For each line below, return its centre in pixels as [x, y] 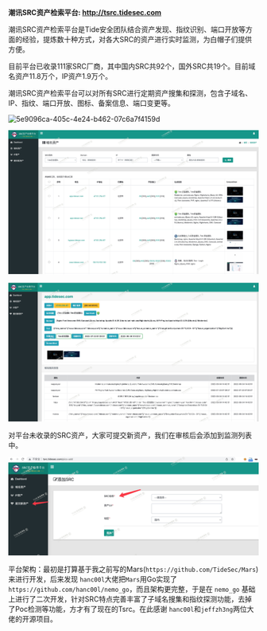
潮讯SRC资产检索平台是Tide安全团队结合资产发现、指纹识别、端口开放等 [127, 29]
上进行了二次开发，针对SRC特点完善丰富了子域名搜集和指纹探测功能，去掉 [130, 599]
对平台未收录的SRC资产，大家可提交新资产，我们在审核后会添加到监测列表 [130, 435]
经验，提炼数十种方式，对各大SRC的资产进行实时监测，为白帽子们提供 [137, 39]
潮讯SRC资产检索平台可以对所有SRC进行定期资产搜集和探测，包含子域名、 [130, 93]
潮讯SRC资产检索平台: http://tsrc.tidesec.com [85, 12]
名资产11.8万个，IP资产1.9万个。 [60, 76]
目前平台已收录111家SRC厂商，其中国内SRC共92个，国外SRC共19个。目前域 [132, 66]
